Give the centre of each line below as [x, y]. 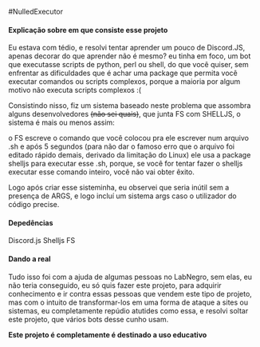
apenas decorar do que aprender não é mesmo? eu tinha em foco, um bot [130, 56]
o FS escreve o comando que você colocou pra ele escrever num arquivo [129, 138]
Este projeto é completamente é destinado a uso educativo [108, 334]
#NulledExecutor [36, 12]
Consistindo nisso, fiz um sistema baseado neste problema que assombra [130, 106]
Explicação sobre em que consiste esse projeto [88, 30]
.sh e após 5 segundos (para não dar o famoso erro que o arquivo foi [122, 146]
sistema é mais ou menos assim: [62, 122]
